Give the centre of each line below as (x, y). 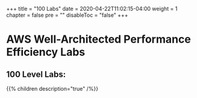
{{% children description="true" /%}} (52, 89)
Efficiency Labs (46, 52)
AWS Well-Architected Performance (98, 39)
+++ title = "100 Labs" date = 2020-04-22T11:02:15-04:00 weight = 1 (92, 9)
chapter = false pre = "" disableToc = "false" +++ (67, 15)
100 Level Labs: (36, 74)
